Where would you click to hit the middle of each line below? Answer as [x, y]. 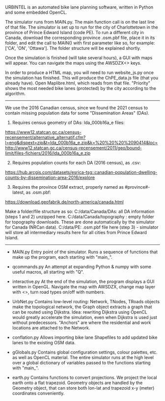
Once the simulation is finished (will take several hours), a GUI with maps [79, 58]
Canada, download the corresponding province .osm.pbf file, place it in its [80, 38]
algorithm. [15, 94]
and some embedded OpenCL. [36, 12]
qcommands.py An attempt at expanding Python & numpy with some [82, 267]
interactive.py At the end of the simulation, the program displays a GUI [83, 281]
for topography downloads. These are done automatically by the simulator [80, 222]
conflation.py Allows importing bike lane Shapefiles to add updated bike [85, 337]
